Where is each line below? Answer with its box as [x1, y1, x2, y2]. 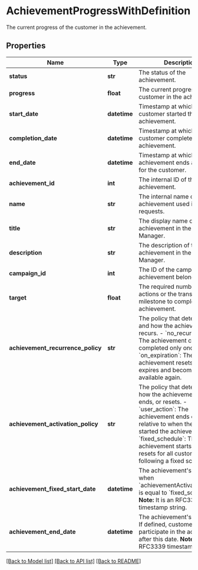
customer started [138, 109, 187, 118]
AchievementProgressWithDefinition [6, 4, 191, 18]
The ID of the [138, 265, 175, 273]
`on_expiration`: [138, 351, 181, 359]
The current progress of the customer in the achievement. [6, 24, 147, 31]
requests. [138, 207, 165, 215]
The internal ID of [138, 175, 187, 184]
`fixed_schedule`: [138, 434, 186, 442]
